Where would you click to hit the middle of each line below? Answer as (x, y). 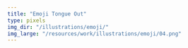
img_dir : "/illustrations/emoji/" (58, 27)
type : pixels (27, 20)
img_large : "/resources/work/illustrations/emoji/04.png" (94, 34)
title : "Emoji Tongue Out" (47, 14)
